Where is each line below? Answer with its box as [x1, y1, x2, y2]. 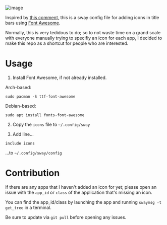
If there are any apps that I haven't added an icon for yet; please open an [5, 184, 157, 190]
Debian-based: [5, 103, 36, 109]
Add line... [12, 131, 34, 137]
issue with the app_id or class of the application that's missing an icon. [5, 189, 152, 195]
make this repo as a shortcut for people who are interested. [5, 40, 129, 46]
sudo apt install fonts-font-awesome [5, 112, 85, 118]
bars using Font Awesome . [5, 20, 61, 26]
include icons [5, 141, 35, 146]
